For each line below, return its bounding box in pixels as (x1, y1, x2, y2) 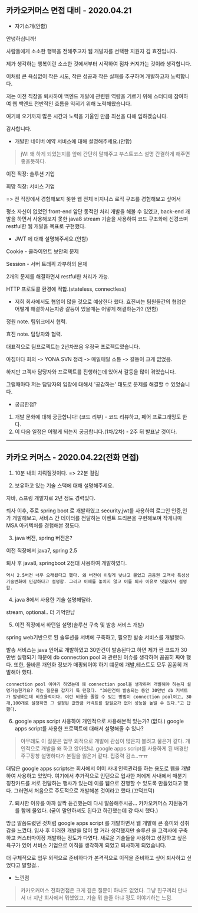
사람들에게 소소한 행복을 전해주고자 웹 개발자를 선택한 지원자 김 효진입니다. (6, 47, 178, 54)
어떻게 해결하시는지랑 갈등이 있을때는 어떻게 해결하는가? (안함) (14, 305, 159, 312)
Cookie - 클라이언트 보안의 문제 (6, 248, 80, 255)
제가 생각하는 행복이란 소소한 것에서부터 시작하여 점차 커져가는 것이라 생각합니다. (6, 60, 192, 67)
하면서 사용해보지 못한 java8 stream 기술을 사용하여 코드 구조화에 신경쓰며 (16, 215, 189, 222)
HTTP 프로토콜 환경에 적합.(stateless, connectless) (6, 285, 127, 293)
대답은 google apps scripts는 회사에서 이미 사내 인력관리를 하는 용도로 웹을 (6, 765, 180, 772)
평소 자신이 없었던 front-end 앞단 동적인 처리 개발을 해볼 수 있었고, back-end (6, 207, 184, 215)
